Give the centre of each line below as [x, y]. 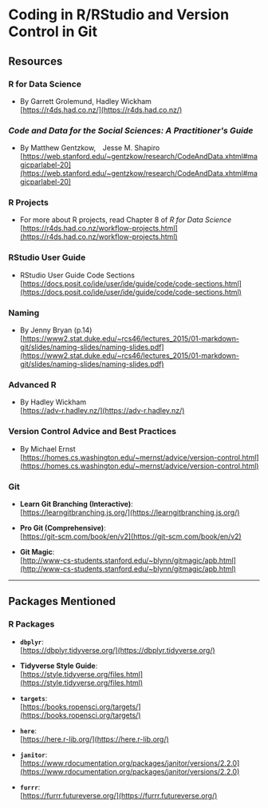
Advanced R [32, 384]
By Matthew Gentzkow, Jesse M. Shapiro [90, 148]
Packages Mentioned [62, 601]
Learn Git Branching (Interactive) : [76, 504]
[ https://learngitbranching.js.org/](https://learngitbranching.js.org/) [130, 512]
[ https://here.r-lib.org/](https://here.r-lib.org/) [94, 739]
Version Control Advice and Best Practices [93, 432]
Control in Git [53, 32]
